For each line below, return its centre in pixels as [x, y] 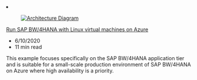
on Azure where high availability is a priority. [60, 71]
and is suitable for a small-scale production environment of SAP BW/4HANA [98, 65]
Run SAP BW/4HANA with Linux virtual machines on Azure [77, 29]
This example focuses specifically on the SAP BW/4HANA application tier [95, 58]
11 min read [28, 47]
